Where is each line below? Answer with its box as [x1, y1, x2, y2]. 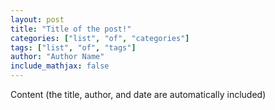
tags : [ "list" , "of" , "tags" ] [10, 42, 137, 53]
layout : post [10, 14, 65, 25]
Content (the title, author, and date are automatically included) [10, 89, 267, 100]
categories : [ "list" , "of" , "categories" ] [10, 33, 190, 43]
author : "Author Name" [10, 52, 105, 62]
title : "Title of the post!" [10, 24, 132, 34]
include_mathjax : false [10, 61, 110, 71]
